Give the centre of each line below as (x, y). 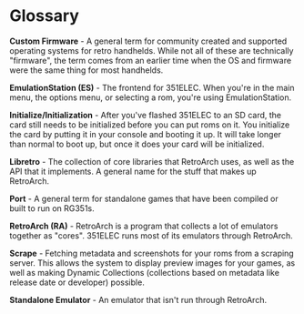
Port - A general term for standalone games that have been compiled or (144, 198)
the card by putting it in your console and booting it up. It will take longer (146, 134)
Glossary (45, 16)
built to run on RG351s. (52, 208)
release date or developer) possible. (77, 282)
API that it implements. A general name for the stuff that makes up (133, 171)
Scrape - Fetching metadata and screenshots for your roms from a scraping (152, 253)
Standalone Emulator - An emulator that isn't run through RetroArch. (138, 299)
